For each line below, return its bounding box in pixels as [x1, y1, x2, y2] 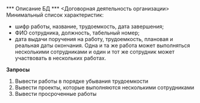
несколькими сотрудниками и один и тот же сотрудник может [14, 48, 175, 55]
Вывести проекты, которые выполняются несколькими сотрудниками [14, 84, 195, 91]
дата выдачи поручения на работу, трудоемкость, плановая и [14, 36, 173, 42]
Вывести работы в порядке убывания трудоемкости [14, 77, 149, 85]
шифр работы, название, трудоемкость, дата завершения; [14, 23, 164, 30]
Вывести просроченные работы [14, 90, 97, 97]
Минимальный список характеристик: [6, 11, 104, 18]
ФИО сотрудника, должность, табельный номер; [14, 29, 140, 36]
